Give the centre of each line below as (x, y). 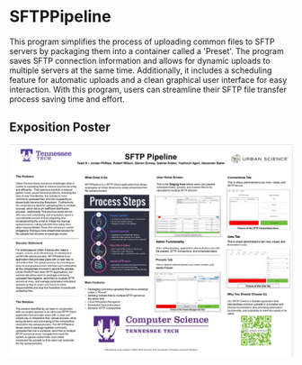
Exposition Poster (60, 128)
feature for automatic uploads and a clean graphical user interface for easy (148, 79)
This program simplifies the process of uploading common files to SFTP (142, 41)
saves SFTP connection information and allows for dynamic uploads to (140, 60)
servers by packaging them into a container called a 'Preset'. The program (147, 50)
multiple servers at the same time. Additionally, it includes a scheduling (141, 70)
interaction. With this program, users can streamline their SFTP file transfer (148, 89)
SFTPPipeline (60, 17)
